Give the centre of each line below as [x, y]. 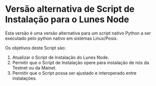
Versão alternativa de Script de [70, 9]
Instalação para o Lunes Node [67, 19]
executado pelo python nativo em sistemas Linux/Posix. [62, 38]
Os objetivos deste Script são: [36, 48]
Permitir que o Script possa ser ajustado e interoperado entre [74, 73]
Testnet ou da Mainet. [34, 68]
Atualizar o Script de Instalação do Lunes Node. [61, 57]
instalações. [24, 78]
